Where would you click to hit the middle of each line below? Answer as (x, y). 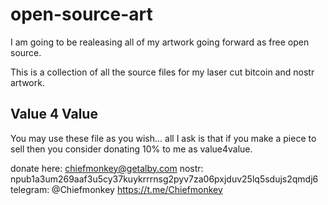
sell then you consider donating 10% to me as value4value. (131, 149)
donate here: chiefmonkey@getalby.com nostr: (107, 168)
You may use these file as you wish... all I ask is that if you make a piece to (163, 138)
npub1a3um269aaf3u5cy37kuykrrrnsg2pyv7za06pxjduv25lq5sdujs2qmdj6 (164, 179)
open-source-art (81, 14)
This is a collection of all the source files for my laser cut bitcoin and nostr (162, 72)
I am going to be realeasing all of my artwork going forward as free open (160, 42)
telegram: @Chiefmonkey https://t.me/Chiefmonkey (116, 189)
